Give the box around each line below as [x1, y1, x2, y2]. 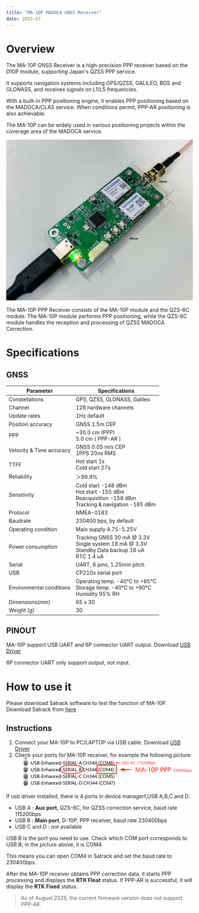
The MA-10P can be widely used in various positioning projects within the [6, 122, 185, 129]
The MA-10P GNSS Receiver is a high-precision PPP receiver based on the [6, 62, 188, 69]
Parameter [26, 387, 53, 394]
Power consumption [8, 544, 58, 551]
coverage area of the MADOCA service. [6, 128, 103, 135]
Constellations [8, 396, 44, 403]
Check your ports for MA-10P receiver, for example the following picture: [14, 751, 192, 759]
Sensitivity [8, 491, 34, 498]
